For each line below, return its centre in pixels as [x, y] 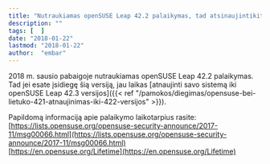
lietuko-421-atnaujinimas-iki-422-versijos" [79, 102]
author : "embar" [37, 53]
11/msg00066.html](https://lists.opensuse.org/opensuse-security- [118, 134]
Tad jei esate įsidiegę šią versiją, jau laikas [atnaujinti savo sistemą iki [123, 84]
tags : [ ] [27, 31]
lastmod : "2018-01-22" [46, 46]
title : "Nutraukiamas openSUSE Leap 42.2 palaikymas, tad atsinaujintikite [138, 16]
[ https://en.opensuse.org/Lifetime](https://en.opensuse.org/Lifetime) [122, 151]
